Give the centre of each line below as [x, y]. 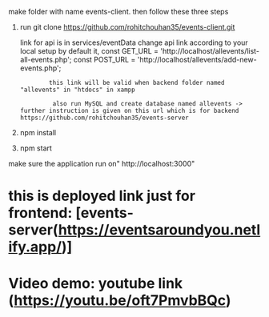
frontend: [40, 213]
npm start [36, 148]
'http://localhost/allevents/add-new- [197, 60]
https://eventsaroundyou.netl [159, 230]
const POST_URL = [104, 60]
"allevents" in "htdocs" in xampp [77, 90]
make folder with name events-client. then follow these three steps [118, 12]
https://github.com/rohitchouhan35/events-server [104, 118]
